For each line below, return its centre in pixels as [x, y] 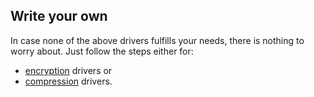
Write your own [59, 16]
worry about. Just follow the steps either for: [102, 51]
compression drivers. [68, 81]
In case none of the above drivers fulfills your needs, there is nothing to [157, 40]
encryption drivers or [68, 70]
